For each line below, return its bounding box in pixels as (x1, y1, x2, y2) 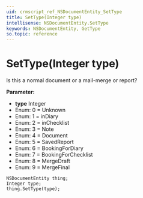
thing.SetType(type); (6, 186, 61, 192)
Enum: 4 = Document (14, 132, 68, 139)
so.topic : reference (6, 31, 58, 37)
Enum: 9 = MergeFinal (14, 164, 70, 171)
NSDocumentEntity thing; (6, 175, 68, 182)
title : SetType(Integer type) (6, 14, 82, 20)
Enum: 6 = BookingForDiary (14, 145, 84, 152)
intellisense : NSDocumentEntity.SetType (6, 20, 109, 26)
